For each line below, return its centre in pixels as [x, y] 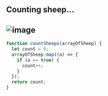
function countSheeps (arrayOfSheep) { [54, 44]
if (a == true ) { [38, 60]
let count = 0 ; [30, 49]
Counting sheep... [40, 10]
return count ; [29, 82]
